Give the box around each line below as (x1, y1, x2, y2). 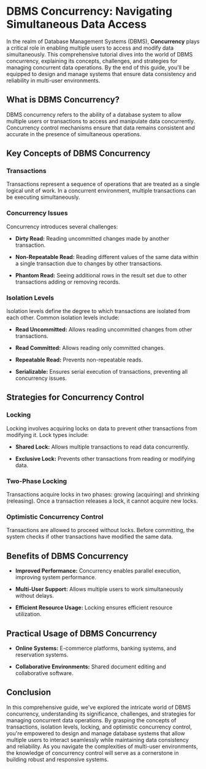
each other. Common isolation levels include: (6, 314, 120, 322)
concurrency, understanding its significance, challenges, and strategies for (6, 710, 196, 717)
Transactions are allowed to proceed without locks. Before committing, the (6, 527, 195, 534)
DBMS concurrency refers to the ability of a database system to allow (6, 110, 182, 118)
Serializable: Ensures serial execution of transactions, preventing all (15, 368, 188, 376)
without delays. (15, 592, 54, 600)
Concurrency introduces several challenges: (6, 223, 118, 230)
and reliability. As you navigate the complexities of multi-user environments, (6, 743, 198, 750)
